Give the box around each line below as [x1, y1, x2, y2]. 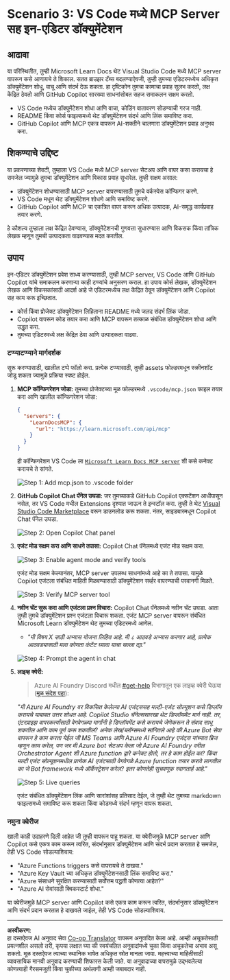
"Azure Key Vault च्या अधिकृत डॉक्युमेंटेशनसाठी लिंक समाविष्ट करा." [16, 870, 174, 878]
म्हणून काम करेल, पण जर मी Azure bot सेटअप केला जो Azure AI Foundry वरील [16, 741, 205, 750]
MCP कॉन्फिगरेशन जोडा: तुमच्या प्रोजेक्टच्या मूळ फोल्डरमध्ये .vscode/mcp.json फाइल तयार [16, 384, 223, 393]
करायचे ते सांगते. [16, 465, 53, 473]
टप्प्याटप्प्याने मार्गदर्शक [7, 348, 62, 358]
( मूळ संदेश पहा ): [34, 689, 70, 697]
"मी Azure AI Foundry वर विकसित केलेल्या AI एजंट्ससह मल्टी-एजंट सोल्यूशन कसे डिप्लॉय [16, 703, 222, 711]
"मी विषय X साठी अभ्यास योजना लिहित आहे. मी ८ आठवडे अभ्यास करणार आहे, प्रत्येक [27, 633, 211, 641]
